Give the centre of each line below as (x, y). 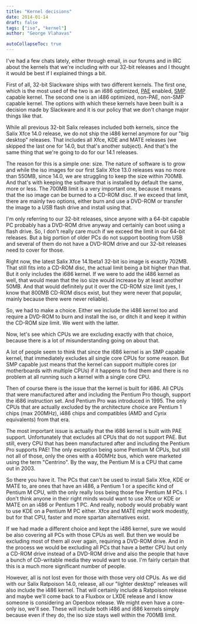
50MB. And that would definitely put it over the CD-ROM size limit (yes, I (93, 286)
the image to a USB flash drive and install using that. (69, 207)
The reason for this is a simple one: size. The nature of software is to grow (96, 163)
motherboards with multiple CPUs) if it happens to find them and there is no (97, 371)
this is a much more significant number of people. (66, 566)
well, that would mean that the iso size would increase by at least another (95, 280)
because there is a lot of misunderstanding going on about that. (83, 341)
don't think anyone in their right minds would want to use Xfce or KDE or (93, 498)
